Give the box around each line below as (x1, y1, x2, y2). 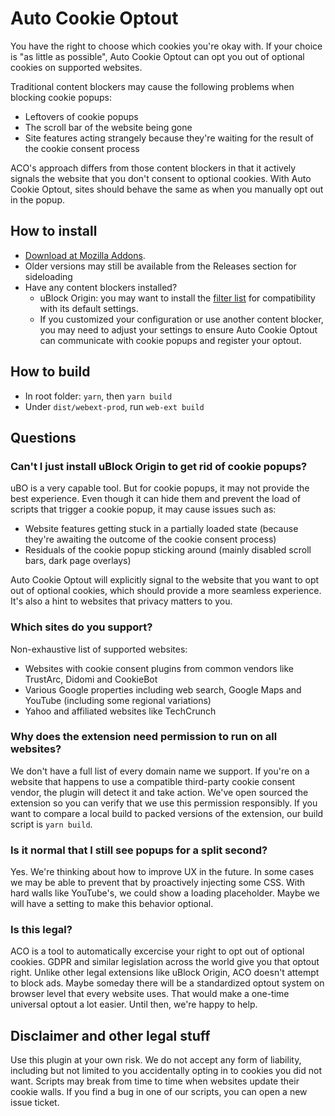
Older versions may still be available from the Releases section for (24, 260, 297, 272)
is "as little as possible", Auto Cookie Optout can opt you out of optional (10, 50, 305, 62)
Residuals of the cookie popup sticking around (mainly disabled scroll (24, 544, 312, 556)
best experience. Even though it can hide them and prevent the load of (10, 493, 302, 505)
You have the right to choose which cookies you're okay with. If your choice (10, 40, 323, 52)
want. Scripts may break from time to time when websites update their (10, 1075, 300, 1087)
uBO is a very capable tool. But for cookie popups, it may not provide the (10, 482, 310, 494)
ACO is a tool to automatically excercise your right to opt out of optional (10, 945, 305, 957)
